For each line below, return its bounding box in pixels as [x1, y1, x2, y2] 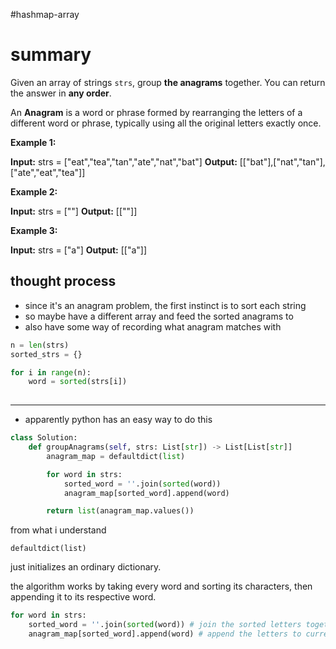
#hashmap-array [10, 9, 80, 20]
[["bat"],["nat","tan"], [239, 155, 326, 168]
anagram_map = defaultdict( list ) [46, 451, 186, 461]
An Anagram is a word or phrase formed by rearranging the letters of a [10, 106, 303, 118]
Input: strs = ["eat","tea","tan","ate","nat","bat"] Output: [10, 155, 238, 168]
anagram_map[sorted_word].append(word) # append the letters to [28, 629, 302, 639]
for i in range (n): [10, 367, 92, 378]
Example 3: [10, 224, 58, 236]
